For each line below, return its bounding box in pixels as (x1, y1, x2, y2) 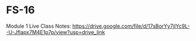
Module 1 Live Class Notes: (6, 23, 71, 29)
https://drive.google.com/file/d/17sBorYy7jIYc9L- (72, 23, 190, 29)
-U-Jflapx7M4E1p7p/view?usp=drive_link (6, 28, 105, 35)
